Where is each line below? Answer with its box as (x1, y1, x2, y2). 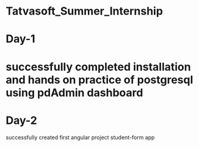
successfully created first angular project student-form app (5, 134, 155, 141)
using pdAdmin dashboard (5, 86, 143, 100)
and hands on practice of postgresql (5, 73, 194, 86)
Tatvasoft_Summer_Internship (5, 4, 163, 18)
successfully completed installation (5, 60, 191, 73)
